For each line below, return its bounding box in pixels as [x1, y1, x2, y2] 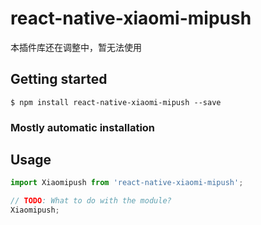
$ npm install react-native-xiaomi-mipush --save [10, 97, 222, 107]
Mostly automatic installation [10, 120, 156, 134]
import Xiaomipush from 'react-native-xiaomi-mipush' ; [10, 178, 244, 188]
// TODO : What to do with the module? [10, 196, 172, 206]
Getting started [10, 71, 108, 88]
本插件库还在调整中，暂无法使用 [10, 41, 142, 53]
